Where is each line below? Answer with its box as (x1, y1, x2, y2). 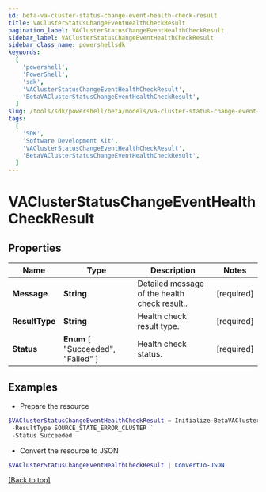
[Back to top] (8, 475, 51, 485)
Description (150, 265, 196, 276)
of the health (137, 288, 184, 299)
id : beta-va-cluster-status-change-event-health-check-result (8, 11, 218, 20)
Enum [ (63, 334, 91, 345)
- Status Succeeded (11, 431, 73, 440)
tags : (8, 115, 26, 123)
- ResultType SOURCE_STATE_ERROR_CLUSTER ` (11, 424, 154, 432)
